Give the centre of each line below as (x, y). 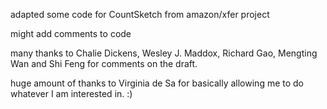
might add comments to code (71, 33)
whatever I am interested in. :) (71, 93)
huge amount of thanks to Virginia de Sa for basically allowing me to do (157, 83)
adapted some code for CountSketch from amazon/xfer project (140, 14)
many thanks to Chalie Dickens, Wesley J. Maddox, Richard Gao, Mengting (164, 53)
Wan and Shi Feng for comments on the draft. (104, 63)
